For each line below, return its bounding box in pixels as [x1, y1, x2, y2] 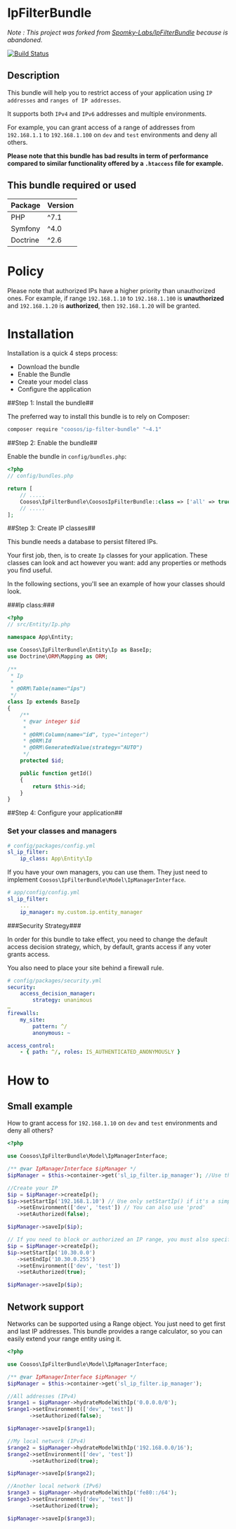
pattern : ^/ [32, 1023, 68, 1030]
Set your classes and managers [7, 826, 117, 836]
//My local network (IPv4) [7, 1438, 86, 1445]
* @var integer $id [22, 718, 80, 725]
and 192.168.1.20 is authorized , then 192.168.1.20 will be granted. [7, 301, 201, 310]
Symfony [11, 224, 41, 233]
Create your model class [17, 378, 88, 386]
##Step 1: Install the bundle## [7, 399, 94, 407]
